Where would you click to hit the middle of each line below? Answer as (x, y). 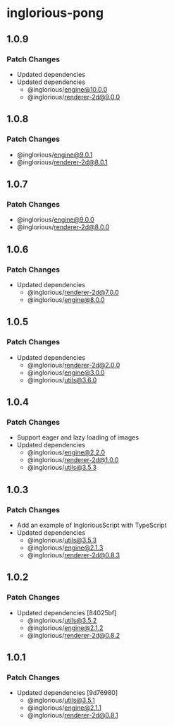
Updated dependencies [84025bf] (67, 612)
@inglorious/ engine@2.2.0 (66, 452)
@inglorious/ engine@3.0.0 (66, 373)
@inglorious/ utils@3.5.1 (61, 701)
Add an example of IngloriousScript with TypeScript (92, 525)
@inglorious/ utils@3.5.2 (62, 620)
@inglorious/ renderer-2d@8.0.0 (63, 227)
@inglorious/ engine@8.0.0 (66, 300)
